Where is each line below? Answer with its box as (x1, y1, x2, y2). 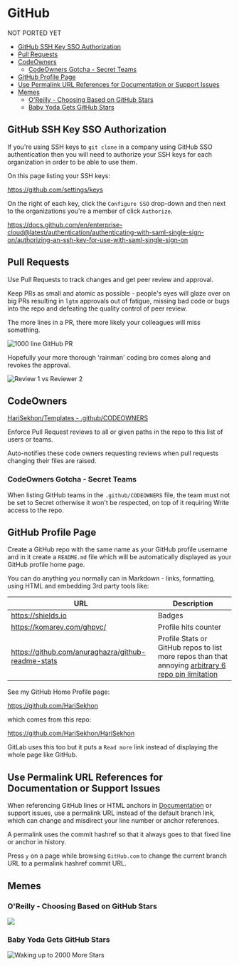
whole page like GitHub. (7, 750, 78, 759)
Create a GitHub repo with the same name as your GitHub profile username (7, 545, 228, 554)
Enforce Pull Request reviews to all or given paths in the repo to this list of (7, 427, 223, 436)
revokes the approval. (7, 360, 71, 369)
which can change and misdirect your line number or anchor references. (7, 816, 220, 825)
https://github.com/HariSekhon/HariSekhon (7, 729, 135, 738)
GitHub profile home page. (7, 561, 85, 569)
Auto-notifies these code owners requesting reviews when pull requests (7, 449, 219, 457)
